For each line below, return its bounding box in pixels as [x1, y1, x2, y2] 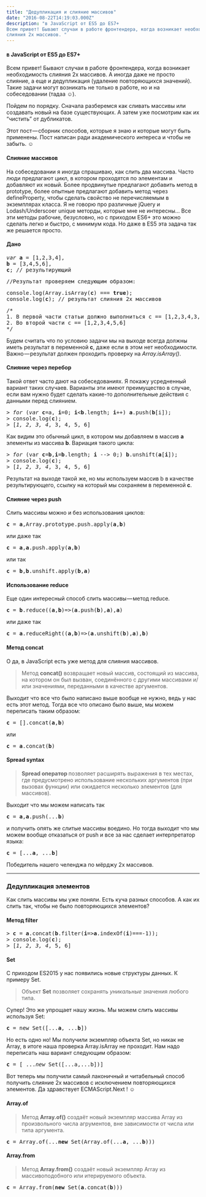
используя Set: [6, 1013, 45, 1020]
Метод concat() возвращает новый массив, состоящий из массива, [21, 669, 199, 677]
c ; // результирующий [6, 266, 72, 273]
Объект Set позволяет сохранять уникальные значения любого [21, 988, 189, 995]
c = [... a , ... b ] [6, 849, 58, 856]
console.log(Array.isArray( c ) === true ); [6, 289, 133, 296]
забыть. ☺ [6, 140, 34, 148]
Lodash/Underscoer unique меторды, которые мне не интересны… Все [6, 207, 191, 215]
